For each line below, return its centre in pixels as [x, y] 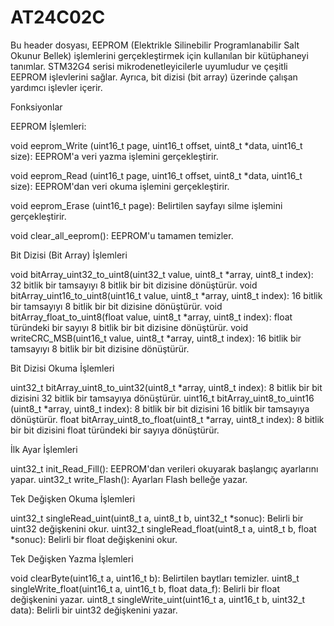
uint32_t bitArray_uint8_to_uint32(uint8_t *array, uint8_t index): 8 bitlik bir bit [166, 387]
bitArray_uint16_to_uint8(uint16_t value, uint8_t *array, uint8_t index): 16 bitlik [166, 295]
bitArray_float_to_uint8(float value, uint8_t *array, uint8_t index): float [151, 317]
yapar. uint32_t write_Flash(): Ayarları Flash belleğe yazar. [129, 479]
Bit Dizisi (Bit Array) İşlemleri [69, 255]
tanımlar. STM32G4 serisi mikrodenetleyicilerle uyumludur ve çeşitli [149, 66]
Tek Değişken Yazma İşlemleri [72, 558]
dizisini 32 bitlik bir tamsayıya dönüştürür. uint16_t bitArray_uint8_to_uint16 [162, 398]
